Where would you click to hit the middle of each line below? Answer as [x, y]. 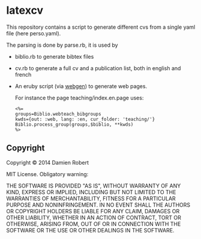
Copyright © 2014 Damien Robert [47, 162]
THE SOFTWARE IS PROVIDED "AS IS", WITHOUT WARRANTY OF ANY [94, 186]
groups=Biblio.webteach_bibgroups [58, 114]
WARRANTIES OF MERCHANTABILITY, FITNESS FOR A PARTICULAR [91, 198]
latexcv [25, 10]
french [23, 74]
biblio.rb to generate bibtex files [54, 56]
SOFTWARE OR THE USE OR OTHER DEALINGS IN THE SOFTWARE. [90, 230]
